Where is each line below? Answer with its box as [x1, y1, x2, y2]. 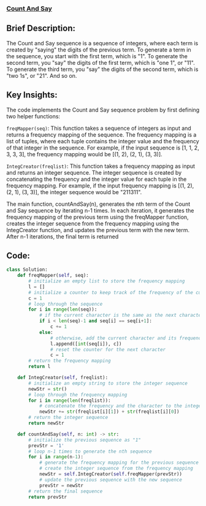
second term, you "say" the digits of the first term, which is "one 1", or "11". [6, 59, 195, 66]
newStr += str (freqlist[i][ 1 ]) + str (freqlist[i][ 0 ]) [39, 409, 180, 415]
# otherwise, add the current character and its [50, 335, 177, 341]
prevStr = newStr [39, 482, 84, 488]
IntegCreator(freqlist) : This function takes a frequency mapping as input [6, 162, 195, 170]
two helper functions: [6, 112, 60, 120]
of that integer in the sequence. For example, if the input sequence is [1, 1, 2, [6, 144, 199, 151]
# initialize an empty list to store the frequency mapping [28, 278, 185, 284]
